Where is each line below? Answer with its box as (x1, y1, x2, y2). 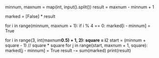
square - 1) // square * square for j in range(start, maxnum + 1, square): (5, 43, 148, 48)
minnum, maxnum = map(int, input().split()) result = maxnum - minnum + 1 (5, 4, 155, 10)
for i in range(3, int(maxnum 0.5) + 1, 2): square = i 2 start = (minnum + (5, 37, 146, 43)
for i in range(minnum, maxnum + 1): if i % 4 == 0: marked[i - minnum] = (5, 23, 151, 29)
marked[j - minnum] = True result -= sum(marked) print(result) (5, 48, 131, 53)
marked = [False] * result (5, 14, 55, 19)
